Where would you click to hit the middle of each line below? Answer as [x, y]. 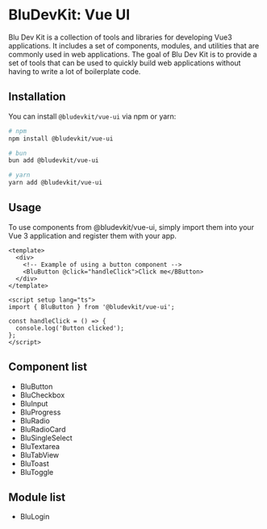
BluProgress [40, 412]
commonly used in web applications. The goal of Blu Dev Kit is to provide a [133, 54]
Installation [37, 97]
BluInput [34, 403]
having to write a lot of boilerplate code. [75, 71]
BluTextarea [40, 446]
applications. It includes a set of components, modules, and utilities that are [134, 45]
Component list [48, 367]
